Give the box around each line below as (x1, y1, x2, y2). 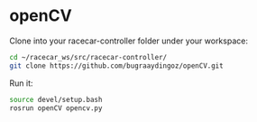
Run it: (9, 78, 33, 89)
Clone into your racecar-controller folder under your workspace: (9, 35, 248, 46)
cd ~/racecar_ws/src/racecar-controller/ (9, 52, 168, 61)
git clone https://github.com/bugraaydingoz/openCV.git (9, 61, 224, 70)
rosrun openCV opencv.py (9, 103, 103, 113)
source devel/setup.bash (9, 95, 103, 104)
